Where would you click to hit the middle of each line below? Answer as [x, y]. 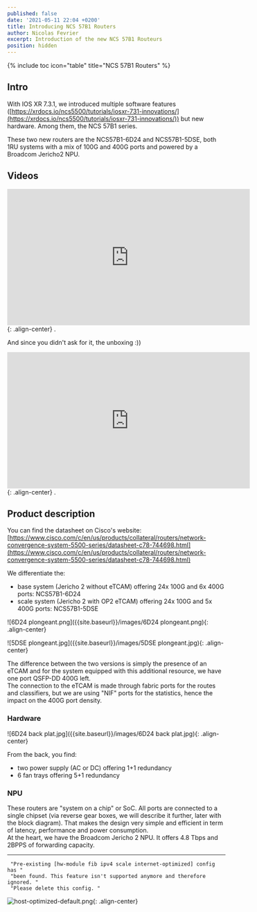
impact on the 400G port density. [55, 701]
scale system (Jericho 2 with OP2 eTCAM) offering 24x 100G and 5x [115, 601]
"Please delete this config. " [55, 888]
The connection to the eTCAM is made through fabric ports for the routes [112, 686]
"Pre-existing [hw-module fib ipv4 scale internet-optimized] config [113, 864]
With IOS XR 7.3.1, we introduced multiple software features [92, 104]
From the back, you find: [42, 754]
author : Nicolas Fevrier [43, 33]
